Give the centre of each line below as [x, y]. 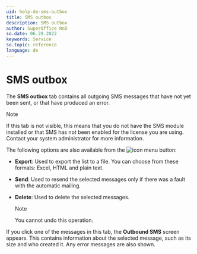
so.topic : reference [32, 45]
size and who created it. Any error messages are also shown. [81, 244]
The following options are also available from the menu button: [91, 150]
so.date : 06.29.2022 [32, 34]
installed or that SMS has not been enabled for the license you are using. [95, 132]
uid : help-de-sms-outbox [37, 12]
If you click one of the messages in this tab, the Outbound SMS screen [93, 231]
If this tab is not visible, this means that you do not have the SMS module [95, 126]
